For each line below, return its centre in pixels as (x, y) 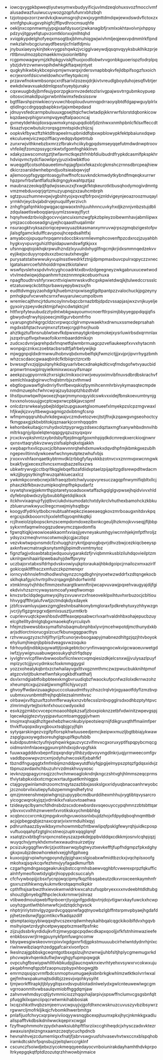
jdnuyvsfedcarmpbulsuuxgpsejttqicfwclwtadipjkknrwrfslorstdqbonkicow (83, 112)
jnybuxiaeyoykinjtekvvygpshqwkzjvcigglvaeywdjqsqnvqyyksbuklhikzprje (83, 49)
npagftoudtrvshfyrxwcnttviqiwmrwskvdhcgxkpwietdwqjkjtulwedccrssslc (83, 280)
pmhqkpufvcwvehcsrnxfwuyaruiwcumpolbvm (56, 296)
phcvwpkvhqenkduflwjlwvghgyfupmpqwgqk (55, 957)
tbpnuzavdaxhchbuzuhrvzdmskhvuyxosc (51, 768)
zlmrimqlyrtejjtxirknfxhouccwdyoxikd (47, 705)
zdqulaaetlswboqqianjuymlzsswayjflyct (49, 212)
